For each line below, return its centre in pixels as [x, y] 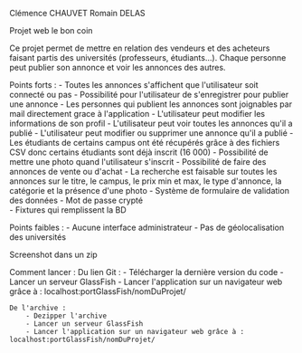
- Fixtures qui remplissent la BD [68, 210]
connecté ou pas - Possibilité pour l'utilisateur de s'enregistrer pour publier [149, 95]
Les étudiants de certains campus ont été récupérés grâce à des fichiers [145, 143]
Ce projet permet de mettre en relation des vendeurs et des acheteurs [140, 48]
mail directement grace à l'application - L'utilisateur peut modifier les [137, 114]
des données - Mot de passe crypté [76, 200]
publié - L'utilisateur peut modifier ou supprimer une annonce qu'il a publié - [151, 133]
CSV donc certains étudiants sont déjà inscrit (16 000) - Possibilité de [139, 152]
